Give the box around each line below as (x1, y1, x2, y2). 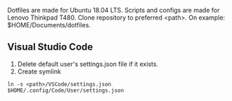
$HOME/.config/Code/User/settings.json (7, 87, 124, 94)
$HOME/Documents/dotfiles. (7, 21, 91, 29)
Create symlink (17, 67, 62, 76)
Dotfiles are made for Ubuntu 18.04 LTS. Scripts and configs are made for (7, 6, 220, 14)
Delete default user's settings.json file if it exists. (17, 60, 159, 68)
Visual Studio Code (7, 41, 94, 53)
